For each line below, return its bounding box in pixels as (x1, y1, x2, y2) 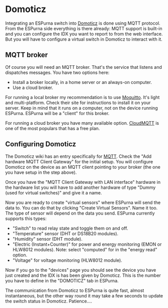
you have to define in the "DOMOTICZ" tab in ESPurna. (5, 277, 119, 283)
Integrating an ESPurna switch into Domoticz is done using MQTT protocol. (5, 20, 160, 26)
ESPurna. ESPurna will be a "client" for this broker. (5, 110, 110, 116)
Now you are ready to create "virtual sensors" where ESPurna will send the (5, 199, 161, 206)
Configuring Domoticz (5, 140, 76, 149)
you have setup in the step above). (5, 169, 77, 175)
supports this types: (5, 215, 47, 222)
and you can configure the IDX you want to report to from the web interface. (5, 31, 163, 37)
